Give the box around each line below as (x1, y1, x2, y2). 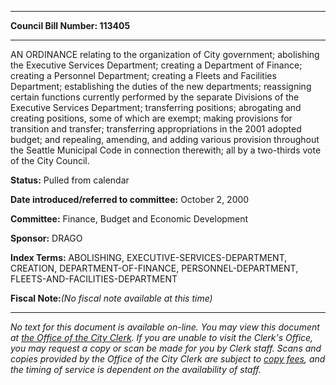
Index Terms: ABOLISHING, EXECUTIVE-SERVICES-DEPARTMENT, (10, 252, 288, 263)
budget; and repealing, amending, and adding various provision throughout (10, 134, 320, 145)
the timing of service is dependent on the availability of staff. (10, 364, 262, 375)
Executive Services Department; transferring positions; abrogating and (10, 102, 302, 113)
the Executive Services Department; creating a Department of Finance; (10, 59, 303, 71)
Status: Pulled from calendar (10, 174, 130, 186)
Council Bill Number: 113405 (10, 20, 131, 31)
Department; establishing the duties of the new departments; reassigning (10, 81, 312, 92)
